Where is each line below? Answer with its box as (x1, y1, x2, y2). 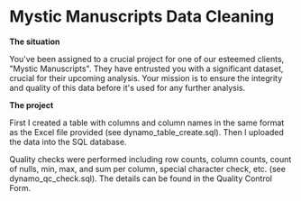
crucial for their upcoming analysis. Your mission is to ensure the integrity (9, 72, 283, 83)
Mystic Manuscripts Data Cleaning (9, 6, 275, 27)
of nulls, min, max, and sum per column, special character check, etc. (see (9, 163, 287, 174)
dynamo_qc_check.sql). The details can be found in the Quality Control (9, 173, 273, 184)
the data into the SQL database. (9, 136, 127, 147)
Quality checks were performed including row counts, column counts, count (9, 153, 292, 164)
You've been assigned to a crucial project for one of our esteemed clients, (9, 53, 285, 64)
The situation (9, 36, 60, 47)
